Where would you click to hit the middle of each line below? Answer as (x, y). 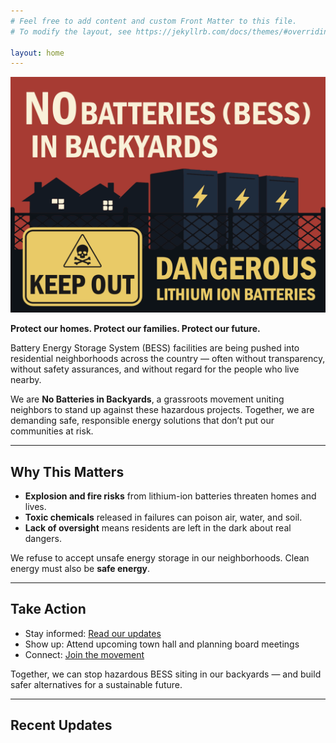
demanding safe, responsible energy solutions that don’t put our (142, 421)
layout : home (37, 53)
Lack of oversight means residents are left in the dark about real (158, 528)
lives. (35, 507)
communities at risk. (52, 431)
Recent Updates (61, 725)
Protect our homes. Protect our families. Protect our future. (135, 329)
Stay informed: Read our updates (93, 633)
